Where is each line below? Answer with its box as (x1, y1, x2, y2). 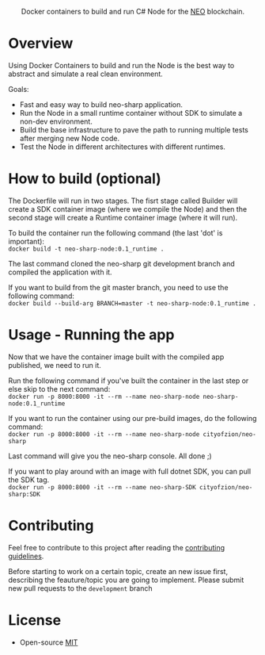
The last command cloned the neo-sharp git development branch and (8, 259, 235, 268)
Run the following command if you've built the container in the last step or (8, 376, 249, 385)
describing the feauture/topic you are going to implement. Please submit (8, 575, 244, 584)
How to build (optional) (8, 170, 162, 188)
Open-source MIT (19, 638, 78, 647)
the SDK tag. (8, 475, 50, 485)
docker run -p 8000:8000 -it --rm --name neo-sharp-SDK (8, 483, 196, 491)
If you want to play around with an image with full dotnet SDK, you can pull (8, 466, 252, 476)
